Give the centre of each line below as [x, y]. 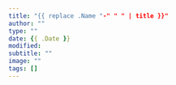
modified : [25, 46]
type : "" [23, 31]
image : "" [25, 62]
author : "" [27, 23]
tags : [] [23, 69]
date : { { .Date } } [39, 38]
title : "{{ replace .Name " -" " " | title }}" [88, 16]
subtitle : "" [30, 53]
